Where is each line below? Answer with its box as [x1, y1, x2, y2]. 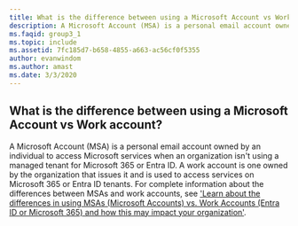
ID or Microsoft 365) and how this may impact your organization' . [9, 207, 247, 217]
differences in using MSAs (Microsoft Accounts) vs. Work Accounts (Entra [9, 197, 280, 208]
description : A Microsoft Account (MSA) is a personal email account [9, 21, 272, 30]
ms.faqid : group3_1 [9, 29, 82, 38]
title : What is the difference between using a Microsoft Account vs [9, 12, 272, 22]
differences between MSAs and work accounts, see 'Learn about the [9, 188, 261, 199]
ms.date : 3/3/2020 [9, 71, 77, 80]
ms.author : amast [9, 63, 74, 72]
